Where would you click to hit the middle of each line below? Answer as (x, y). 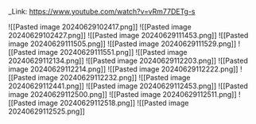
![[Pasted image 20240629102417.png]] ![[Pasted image (100, 27)
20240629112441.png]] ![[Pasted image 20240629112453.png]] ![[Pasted (128, 86)
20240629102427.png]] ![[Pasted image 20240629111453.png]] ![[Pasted (128, 35)
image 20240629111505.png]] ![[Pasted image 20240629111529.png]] (122, 44)
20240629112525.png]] (47, 111)
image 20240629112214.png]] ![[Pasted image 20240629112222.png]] (123, 69)
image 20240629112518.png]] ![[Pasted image (113, 103)
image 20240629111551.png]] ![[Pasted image (113, 52)
